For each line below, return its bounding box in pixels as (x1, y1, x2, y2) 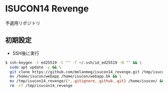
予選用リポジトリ (5, 20, 40, 26)
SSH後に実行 (12, 50, 39, 56)
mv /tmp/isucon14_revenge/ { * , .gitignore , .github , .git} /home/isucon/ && (9, 79, 164, 84)
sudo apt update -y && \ (9, 65, 61, 70)
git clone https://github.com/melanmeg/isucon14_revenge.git (9, 69, 140, 75)
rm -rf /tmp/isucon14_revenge (9, 83, 72, 89)
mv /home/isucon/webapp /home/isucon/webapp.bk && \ (9, 74, 122, 79)
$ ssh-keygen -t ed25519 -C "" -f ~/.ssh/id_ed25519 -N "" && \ (5, 60, 142, 65)
